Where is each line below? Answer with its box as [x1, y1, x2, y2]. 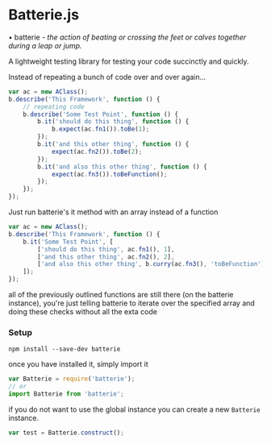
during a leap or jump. [8, 40, 82, 50]
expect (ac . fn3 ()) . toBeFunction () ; [51, 170, 168, 178]
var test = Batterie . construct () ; [8, 429, 125, 437]
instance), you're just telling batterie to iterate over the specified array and [8, 298, 256, 308]
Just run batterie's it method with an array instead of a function [8, 207, 219, 217]
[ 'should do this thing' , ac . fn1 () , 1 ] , [37, 245, 175, 253]
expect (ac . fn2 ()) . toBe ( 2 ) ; [51, 147, 143, 156]
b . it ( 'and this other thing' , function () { [37, 140, 190, 148]
